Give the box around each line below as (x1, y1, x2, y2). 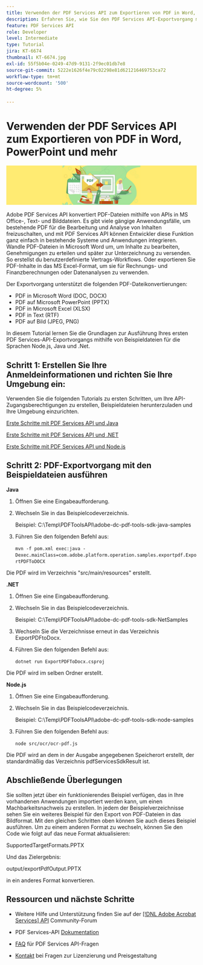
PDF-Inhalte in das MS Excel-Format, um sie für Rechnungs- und (6, 262, 168, 270)
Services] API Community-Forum (14, 917, 98, 924)
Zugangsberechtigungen (6, 401, 68, 409)
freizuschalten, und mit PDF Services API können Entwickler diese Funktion (6, 230, 194, 238)
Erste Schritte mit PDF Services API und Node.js (6, 443, 126, 450)
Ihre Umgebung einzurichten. (6, 408, 80, 415)
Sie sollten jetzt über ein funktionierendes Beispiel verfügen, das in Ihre (6, 791, 184, 798)
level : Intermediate (6, 35, 59, 42)
